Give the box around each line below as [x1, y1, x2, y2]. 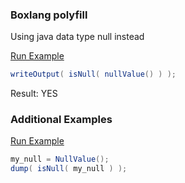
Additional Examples [10, 113, 113, 127]
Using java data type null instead [10, 31, 145, 43]
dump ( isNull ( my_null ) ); [10, 164, 128, 174]
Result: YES [10, 88, 58, 100]
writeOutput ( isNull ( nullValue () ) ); [10, 69, 177, 80]
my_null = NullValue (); [10, 154, 110, 165]
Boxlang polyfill [10, 8, 88, 22]
